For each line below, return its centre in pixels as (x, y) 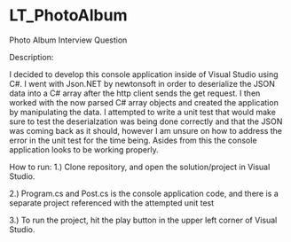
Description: (31, 57)
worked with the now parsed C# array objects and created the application (144, 102)
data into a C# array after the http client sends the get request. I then (135, 93)
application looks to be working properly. (84, 149)
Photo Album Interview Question (68, 40)
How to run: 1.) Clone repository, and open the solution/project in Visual (140, 167)
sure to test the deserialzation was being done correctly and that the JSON (146, 121)
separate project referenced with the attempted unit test (112, 203)
